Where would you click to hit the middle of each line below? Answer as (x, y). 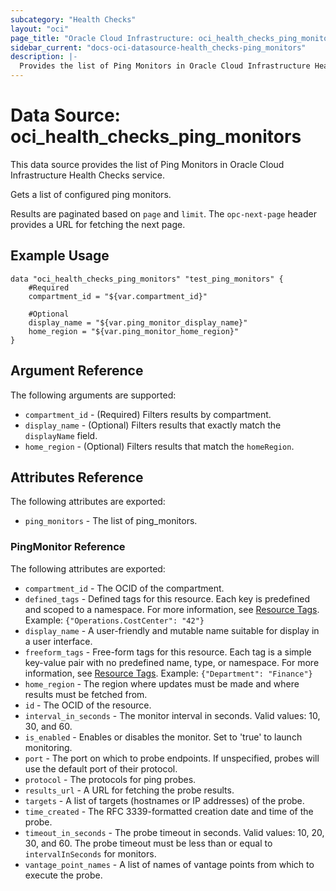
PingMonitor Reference (68, 547)
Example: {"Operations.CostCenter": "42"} (114, 620)
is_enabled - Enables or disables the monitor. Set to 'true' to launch (163, 737)
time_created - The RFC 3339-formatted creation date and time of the (169, 811)
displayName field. (61, 435)
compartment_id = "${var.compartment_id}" (118, 296)
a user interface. (58, 641)
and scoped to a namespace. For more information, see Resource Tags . (172, 609)
